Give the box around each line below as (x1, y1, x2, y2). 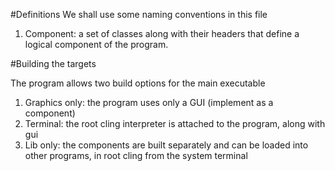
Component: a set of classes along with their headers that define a (24, 28, 300, 39)
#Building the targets (10, 58, 97, 69)
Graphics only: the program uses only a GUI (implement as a (24, 97, 274, 108)
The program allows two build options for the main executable (10, 77, 266, 89)
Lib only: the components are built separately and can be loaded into (24, 139, 309, 151)
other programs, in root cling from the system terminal (24, 150, 248, 161)
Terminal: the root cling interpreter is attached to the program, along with (24, 118, 326, 129)
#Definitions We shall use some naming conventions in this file (10, 9, 268, 20)
